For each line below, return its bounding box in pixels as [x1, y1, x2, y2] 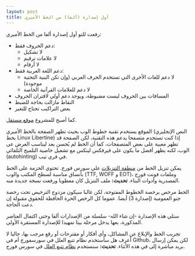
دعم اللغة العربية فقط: [14, 67, 64, 74]
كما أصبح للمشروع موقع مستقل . [6, 116, 77, 123]
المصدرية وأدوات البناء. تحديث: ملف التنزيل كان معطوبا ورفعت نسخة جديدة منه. [6, 177, 180, 184]
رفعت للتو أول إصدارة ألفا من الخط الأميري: [6, 30, 102, 37]
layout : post [6, 8, 38, 15]
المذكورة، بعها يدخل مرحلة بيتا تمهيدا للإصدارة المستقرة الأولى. [6, 218, 143, 225]
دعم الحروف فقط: [14, 42, 55, 49]
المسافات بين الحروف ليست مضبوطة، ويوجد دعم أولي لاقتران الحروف [14, 92, 169, 99]
